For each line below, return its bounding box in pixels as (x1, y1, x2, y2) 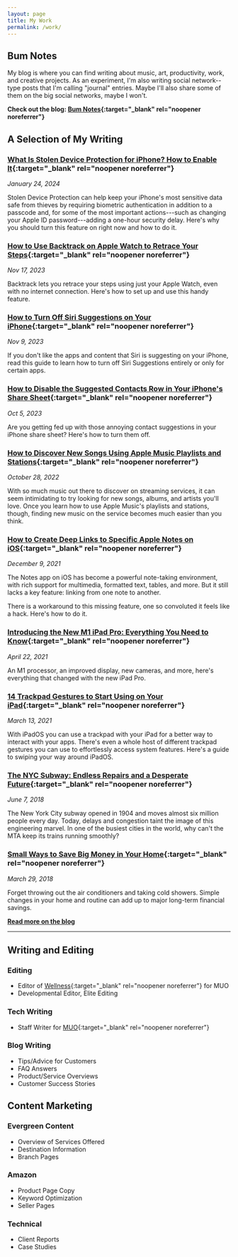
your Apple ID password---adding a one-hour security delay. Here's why (7, 216, 220, 224)
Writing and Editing (7, 944, 94, 956)
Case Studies (17, 1243, 57, 1251)
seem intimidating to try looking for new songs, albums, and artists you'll (7, 494, 220, 503)
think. (7, 517, 24, 526)
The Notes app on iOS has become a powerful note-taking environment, (7, 573, 218, 582)
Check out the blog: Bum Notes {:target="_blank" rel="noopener (7, 105, 201, 113)
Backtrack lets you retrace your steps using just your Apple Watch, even (7, 279, 218, 288)
